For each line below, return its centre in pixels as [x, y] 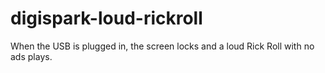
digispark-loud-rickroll [106, 18]
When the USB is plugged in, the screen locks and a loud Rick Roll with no [162, 46]
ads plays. [31, 56]
